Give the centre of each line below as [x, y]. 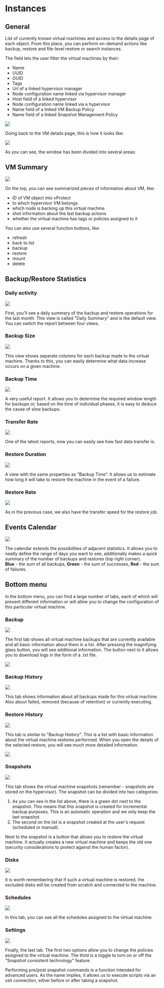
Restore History [24, 715]
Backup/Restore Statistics [46, 279]
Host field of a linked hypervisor [45, 99]
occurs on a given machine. [33, 366]
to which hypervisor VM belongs [45, 203]
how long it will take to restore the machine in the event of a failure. [73, 479]
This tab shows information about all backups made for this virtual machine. [82, 697]
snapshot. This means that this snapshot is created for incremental [79, 806]
